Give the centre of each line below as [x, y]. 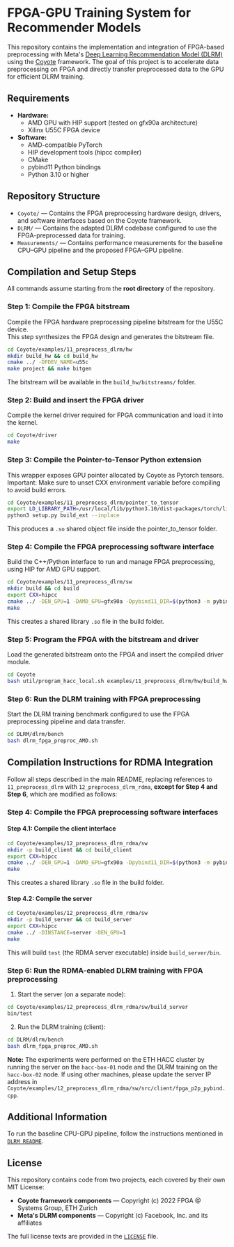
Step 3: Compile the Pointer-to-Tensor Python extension [104, 460]
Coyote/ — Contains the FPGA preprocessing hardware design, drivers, [119, 213]
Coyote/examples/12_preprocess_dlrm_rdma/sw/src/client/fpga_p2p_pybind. [117, 1088]
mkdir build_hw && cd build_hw [53, 356]
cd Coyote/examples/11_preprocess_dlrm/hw [70, 350]
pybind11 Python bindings [64, 167]
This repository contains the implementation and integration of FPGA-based [116, 47]
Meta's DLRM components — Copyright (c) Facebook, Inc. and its [112, 1216]
